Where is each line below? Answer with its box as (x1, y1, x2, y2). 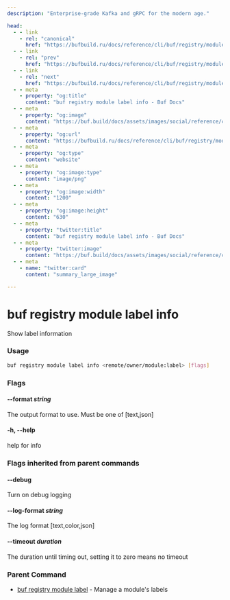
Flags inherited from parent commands (7, 458, 140, 468)
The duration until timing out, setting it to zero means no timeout (7, 553, 188, 561)
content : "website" (25, 156, 81, 163)
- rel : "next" (19, 73, 60, 80)
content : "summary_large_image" (25, 271, 118, 278)
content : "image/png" (25, 176, 88, 182)
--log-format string (7, 506, 63, 514)
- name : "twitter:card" (19, 265, 88, 272)
